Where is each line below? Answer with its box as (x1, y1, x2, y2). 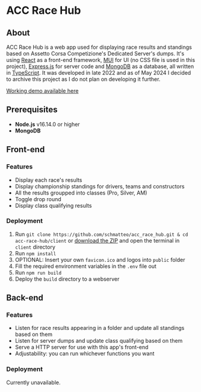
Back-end (6, 293, 44, 303)
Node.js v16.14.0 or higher (14, 120, 80, 128)
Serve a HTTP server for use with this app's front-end (14, 344, 149, 351)
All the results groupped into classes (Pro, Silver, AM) (14, 189, 147, 196)
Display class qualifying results (14, 202, 92, 209)
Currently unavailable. (6, 379, 61, 386)
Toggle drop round (14, 195, 61, 202)
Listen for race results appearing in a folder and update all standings (14, 325, 185, 332)
